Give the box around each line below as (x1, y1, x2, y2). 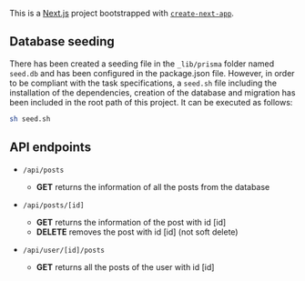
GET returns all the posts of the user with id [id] (36, 261, 215, 272)
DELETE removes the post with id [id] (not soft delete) (36, 226, 239, 237)
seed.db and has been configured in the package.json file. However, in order (9, 67, 295, 78)
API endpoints (9, 140, 92, 156)
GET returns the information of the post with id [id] (36, 216, 227, 227)
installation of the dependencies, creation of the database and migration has (9, 86, 296, 98)
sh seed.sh (9, 114, 51, 124)
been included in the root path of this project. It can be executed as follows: (9, 96, 293, 107)
